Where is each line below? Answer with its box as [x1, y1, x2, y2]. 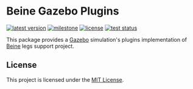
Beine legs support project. [6, 42, 74, 50]
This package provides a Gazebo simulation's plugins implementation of [6, 36, 188, 43]
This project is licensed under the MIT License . [6, 76, 124, 83]
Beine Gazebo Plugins [6, 4, 119, 18]
